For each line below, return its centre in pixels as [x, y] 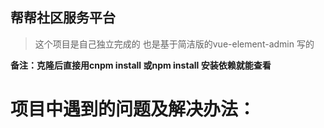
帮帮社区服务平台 [63, 18]
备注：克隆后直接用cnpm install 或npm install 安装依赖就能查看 [141, 65]
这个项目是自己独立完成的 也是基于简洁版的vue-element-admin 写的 [174, 44]
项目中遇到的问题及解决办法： [133, 109]
